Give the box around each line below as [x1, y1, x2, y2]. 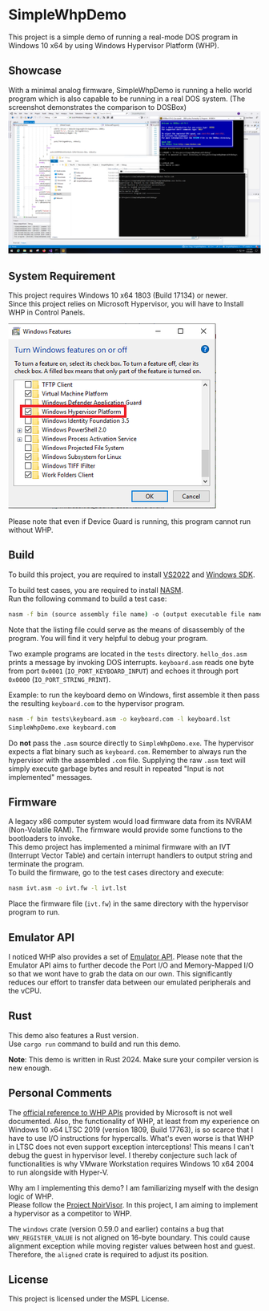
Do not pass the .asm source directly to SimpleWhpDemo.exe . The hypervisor [8, 738, 255, 748]
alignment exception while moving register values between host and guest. [8, 1241, 255, 1251]
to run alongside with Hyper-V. [8, 1167, 109, 1177]
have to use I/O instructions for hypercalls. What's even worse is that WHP [8, 1133, 255, 1143]
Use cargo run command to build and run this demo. [8, 1039, 182, 1049]
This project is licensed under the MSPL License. [8, 1294, 170, 1304]
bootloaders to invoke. [8, 834, 82, 843]
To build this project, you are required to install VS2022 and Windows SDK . [8, 570, 255, 579]
